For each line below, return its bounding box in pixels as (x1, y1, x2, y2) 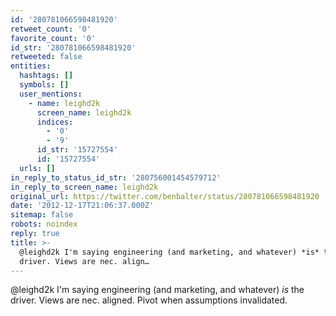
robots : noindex (10, 219, 78, 230)
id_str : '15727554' (36, 145, 118, 155)
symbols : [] (19, 80, 70, 90)
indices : (36, 117, 74, 127)
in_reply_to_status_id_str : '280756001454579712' (10, 172, 222, 183)
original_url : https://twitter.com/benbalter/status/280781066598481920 (10, 191, 320, 201)
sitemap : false (10, 210, 74, 220)
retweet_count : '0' (10, 24, 92, 34)
